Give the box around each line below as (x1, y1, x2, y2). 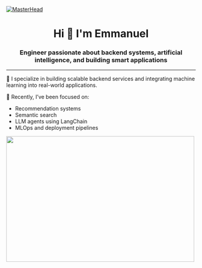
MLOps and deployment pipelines (14, 124, 99, 132)
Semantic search (14, 112, 57, 119)
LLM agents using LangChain (14, 118, 88, 125)
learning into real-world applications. (6, 81, 97, 89)
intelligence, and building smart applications (34, 56, 168, 65)
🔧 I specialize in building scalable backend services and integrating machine (6, 75, 195, 83)
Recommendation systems (14, 105, 81, 112)
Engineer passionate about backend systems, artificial (19, 48, 183, 57)
